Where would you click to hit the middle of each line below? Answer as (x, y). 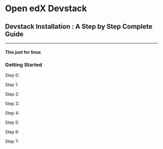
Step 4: (12, 113)
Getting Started (24, 65)
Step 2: (12, 94)
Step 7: (12, 141)
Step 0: (12, 75)
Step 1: (12, 84)
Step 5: (12, 122)
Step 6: (12, 131)
